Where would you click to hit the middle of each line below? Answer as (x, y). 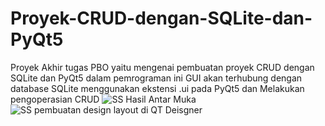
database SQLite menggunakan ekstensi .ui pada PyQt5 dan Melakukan (157, 88)
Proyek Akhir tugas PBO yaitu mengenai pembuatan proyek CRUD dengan (162, 67)
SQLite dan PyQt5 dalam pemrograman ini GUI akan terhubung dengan (156, 78)
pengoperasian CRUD (55, 99)
